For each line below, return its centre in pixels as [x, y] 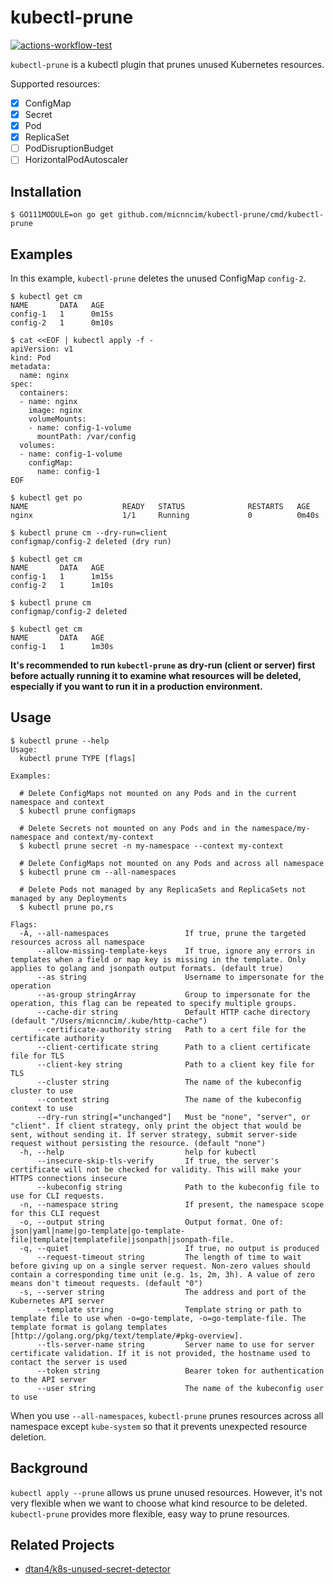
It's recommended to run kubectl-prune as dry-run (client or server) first [163, 665]
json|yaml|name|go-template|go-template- [98, 1231]
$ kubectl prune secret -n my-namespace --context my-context [151, 846]
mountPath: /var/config [86, 436]
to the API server [48, 1379]
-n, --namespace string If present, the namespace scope [172, 1204]
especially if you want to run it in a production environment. [136, 686]
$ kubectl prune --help [60, 741]
